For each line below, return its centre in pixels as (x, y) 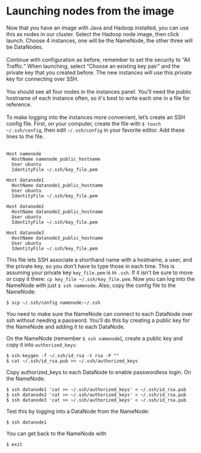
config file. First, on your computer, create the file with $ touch (83, 123)
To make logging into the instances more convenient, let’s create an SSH (96, 117)
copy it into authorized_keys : (42, 345)
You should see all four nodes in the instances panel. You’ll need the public (99, 91)
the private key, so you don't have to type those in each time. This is (91, 266)
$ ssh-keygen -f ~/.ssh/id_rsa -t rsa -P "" (63, 356)
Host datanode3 (25, 233)
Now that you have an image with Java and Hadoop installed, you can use (97, 28)
